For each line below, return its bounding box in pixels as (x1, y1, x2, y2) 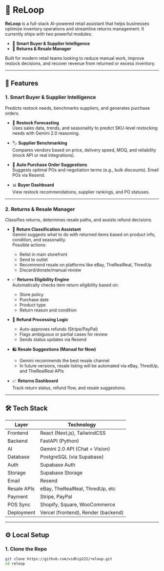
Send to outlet (19, 257, 48, 262)
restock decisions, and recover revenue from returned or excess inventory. (5, 60, 156, 66)
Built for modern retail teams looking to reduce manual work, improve (5, 55, 144, 61)
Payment (7, 493, 28, 500)
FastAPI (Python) (40, 437, 80, 444)
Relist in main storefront (19, 251, 67, 257)
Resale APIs (7, 485, 35, 492)
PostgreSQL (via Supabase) (40, 453, 104, 460)
